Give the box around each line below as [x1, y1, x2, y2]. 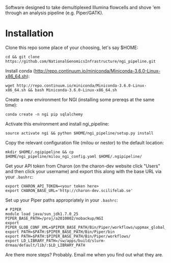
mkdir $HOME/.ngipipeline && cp [5, 149, 74, 155]
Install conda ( [5, 67, 35, 74]
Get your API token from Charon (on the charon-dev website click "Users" [5, 163, 160, 169]
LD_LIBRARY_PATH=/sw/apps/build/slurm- [21, 238, 106, 243]
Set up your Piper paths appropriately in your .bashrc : [5, 197, 118, 203]
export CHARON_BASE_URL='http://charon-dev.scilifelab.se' [5, 188, 133, 193]
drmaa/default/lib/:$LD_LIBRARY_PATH [5, 243, 85, 248]
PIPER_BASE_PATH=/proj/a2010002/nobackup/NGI [5, 216, 103, 221]
